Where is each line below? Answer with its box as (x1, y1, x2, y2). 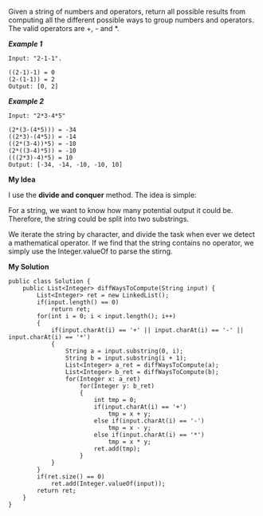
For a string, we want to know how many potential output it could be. (8, 206, 234, 215)
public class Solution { (8, 278, 91, 286)
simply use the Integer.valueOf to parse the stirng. (8, 246, 173, 256)
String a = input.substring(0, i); (65, 347, 183, 355)
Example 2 (8, 97, 45, 106)
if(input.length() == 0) (37, 298, 120, 306)
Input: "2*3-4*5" (8, 112, 66, 120)
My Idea (8, 175, 36, 184)
